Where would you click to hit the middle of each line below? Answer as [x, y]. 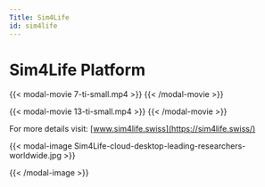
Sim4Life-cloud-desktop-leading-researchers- [160, 146]
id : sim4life [33, 26]
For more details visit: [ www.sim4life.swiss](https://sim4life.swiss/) [132, 129]
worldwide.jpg [36, 156]
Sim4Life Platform [77, 70]
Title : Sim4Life [39, 17]
